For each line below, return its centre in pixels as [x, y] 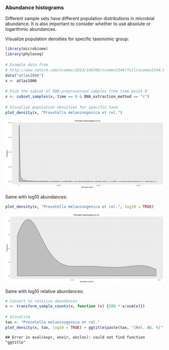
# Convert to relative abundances [41, 301]
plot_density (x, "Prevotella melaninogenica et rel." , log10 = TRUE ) [80, 207]
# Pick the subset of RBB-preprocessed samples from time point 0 [76, 91]
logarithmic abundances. [31, 29]
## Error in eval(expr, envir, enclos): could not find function [75, 337]
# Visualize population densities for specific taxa [62, 107]
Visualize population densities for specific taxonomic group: [67, 39]
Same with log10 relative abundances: [45, 291]
